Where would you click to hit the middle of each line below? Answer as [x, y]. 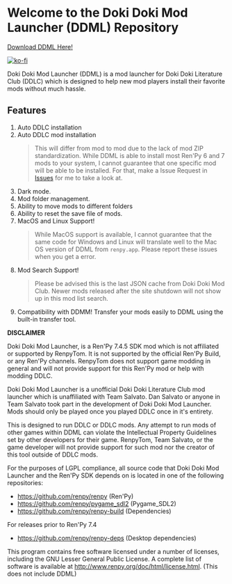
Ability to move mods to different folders [75, 206]
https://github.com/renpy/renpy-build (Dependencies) [94, 511]
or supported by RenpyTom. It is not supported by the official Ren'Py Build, [114, 354]
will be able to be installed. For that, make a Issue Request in [121, 170]
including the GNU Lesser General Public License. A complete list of [105, 559]
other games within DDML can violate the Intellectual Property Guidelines [112, 432]
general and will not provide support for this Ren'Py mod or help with [106, 368]
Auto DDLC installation [49, 127]
